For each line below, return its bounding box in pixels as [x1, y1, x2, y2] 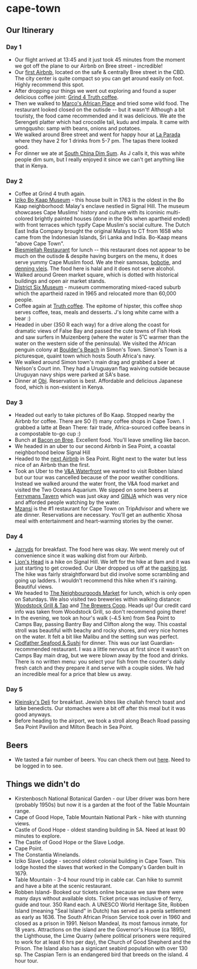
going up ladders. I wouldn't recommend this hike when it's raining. [14, 577, 177, 584]
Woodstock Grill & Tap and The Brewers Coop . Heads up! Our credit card [14, 601, 191, 609]
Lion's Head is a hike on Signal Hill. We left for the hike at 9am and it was [14, 558, 191, 565]
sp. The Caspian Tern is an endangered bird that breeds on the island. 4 [14, 951, 189, 958]
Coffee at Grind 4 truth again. [14, 190, 86, 197]
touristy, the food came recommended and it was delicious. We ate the [14, 112, 186, 119]
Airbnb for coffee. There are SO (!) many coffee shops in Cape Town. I [14, 418, 185, 425]
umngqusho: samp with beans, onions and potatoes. [14, 125, 142, 132]
